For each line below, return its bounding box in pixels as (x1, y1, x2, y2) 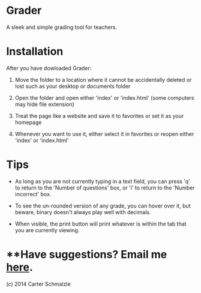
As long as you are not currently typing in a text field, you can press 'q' (14, 177, 190, 185)
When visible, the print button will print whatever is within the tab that (14, 220, 187, 227)
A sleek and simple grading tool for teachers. (6, 23, 118, 31)
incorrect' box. (14, 190, 52, 197)
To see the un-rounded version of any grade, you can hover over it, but (14, 202, 191, 209)
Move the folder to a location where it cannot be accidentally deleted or (14, 76, 192, 83)
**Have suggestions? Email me (6, 248, 167, 261)
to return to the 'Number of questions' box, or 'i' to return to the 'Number (14, 184, 195, 191)
